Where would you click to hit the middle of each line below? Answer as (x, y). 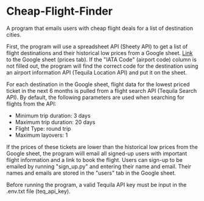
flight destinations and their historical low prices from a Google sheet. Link (100, 53)
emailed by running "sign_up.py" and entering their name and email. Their (99, 166)
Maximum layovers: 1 (41, 135)
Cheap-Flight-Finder (59, 11)
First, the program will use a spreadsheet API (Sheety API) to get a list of (97, 46)
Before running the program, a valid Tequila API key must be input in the (97, 185)
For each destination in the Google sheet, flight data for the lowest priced (98, 84)
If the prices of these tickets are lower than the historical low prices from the (102, 147)
